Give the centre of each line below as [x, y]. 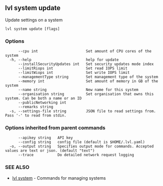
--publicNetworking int [42, 103]
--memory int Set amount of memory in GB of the [88, 81]
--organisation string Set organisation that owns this [86, 94]
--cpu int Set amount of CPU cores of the [85, 51]
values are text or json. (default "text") [50, 151]
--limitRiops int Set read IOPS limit [73, 69]
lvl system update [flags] [32, 29]
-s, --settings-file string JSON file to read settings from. [83, 111]
